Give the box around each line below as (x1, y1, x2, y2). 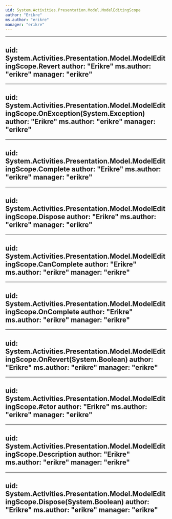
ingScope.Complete (5, 165, 70, 174)
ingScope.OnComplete (5, 307, 80, 316)
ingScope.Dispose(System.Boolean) (5, 497, 124, 506)
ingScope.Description (5, 450, 77, 459)
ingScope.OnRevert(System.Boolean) (5, 355, 128, 364)
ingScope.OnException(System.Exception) (5, 109, 145, 118)
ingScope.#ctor (5, 402, 56, 411)
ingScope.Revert (5, 62, 60, 70)
